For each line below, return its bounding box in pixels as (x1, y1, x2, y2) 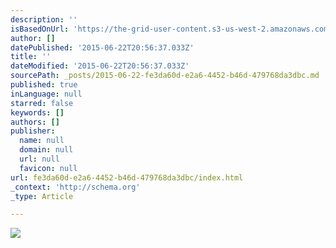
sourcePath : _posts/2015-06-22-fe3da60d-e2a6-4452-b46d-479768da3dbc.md (10, 71, 320, 81)
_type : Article (10, 191, 74, 201)
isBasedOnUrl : (10, 24, 70, 34)
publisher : (10, 126, 56, 136)
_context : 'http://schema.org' (10, 182, 141, 192)
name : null (19, 136, 65, 146)
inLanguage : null (10, 89, 83, 99)
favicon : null (19, 163, 78, 173)
